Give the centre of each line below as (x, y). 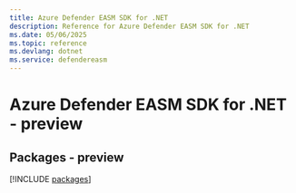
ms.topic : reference (49, 43)
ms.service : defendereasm (58, 60)
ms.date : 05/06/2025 (49, 34)
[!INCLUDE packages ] (50, 179)
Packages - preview (67, 157)
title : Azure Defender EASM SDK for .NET (89, 18)
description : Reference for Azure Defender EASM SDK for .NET (129, 26)
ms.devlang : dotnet (46, 52)
